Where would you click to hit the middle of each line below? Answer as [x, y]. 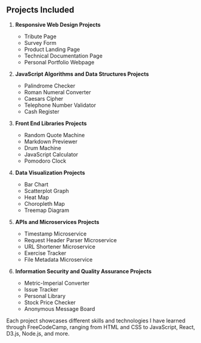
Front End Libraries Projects [51, 123]
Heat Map [36, 197]
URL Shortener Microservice [60, 246]
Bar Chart [36, 184]
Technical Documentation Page [63, 56]
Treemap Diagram [47, 210]
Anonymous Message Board [60, 308]
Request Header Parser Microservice [70, 240]
